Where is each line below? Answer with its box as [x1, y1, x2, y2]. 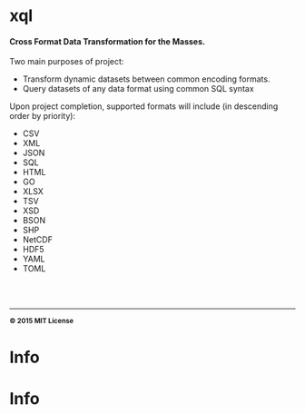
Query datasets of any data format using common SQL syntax [22, 84, 254, 94]
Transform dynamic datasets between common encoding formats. [22, 74, 271, 84]
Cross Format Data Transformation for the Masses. [9, 35, 206, 46]
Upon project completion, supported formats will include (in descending [9, 101, 279, 112]
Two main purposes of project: [9, 56, 124, 67]
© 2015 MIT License [9, 317, 74, 326]
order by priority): [9, 111, 75, 122]
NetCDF [22, 234, 53, 245]
